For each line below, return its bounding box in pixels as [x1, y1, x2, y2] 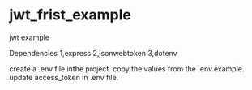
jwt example [9, 32, 50, 42]
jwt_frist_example [9, 6, 132, 24]
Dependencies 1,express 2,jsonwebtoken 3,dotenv [9, 48, 177, 58]
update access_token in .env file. [9, 72, 119, 82]
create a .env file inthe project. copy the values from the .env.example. [9, 63, 245, 74]
